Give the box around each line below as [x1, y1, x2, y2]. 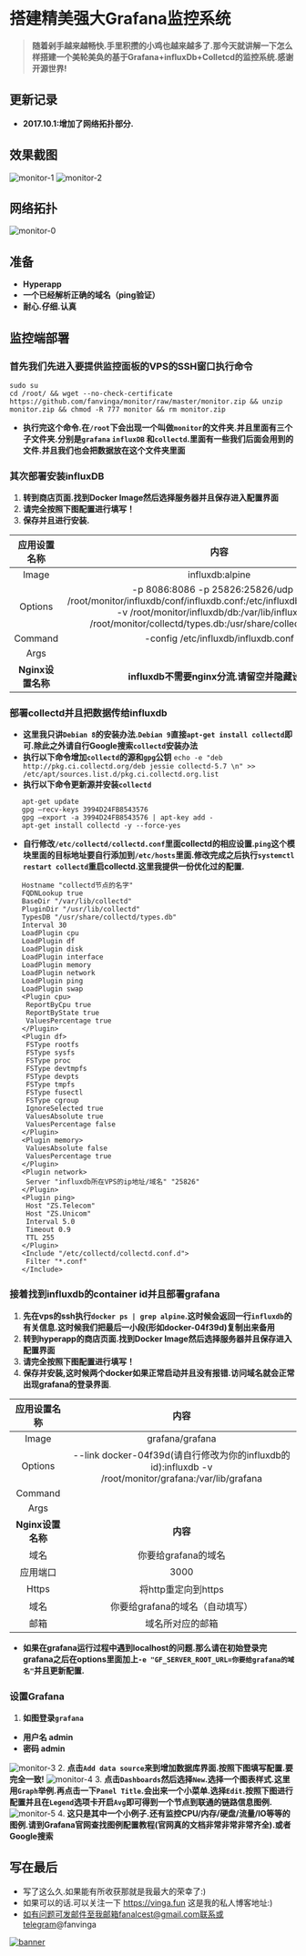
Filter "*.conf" [25, 1258, 88, 1267]
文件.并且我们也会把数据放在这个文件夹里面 [22, 444, 186, 455]
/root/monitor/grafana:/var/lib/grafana [100, 1472, 262, 1484]
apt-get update [21, 798, 79, 807]
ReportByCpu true [25, 1001, 92, 1010]
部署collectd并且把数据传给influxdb [9, 707, 168, 719]
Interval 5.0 [25, 1217, 76, 1227]
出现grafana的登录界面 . [22, 1379, 112, 1390]
